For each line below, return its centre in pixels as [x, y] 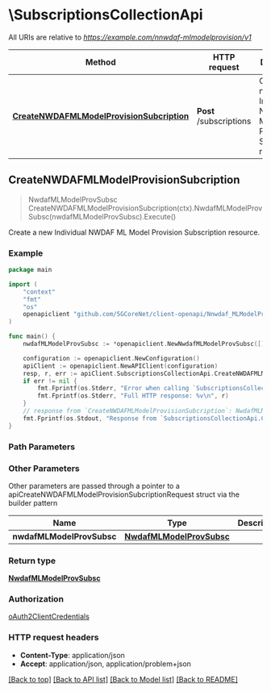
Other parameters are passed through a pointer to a [94, 486]
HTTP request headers [54, 637]
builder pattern [33, 502]
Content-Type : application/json [72, 655]
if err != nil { [50, 381]
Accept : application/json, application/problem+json [106, 664]
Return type [32, 561]
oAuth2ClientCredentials [49, 617]
